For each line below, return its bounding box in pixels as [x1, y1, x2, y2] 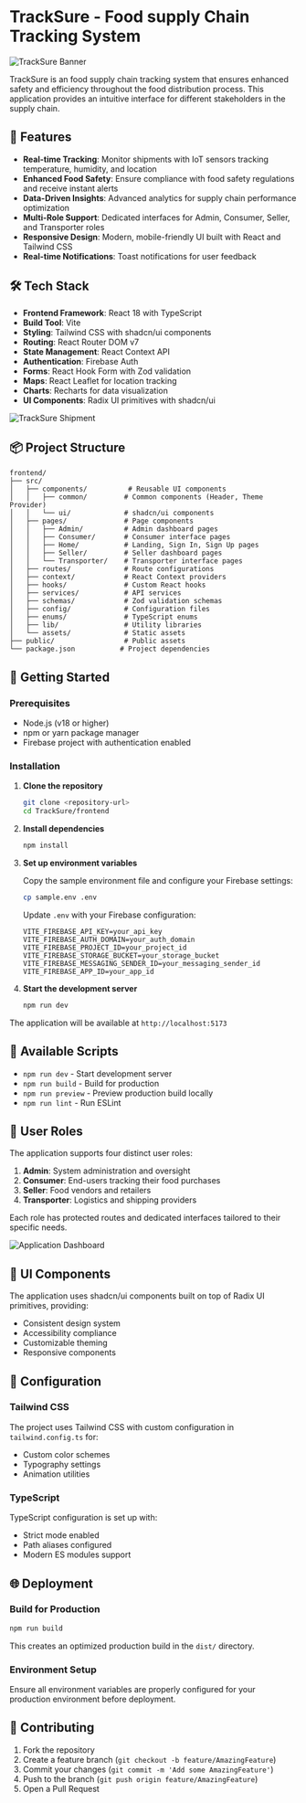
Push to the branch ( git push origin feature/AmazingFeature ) [22, 1773, 259, 1784]
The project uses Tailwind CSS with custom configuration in [9, 1421, 235, 1432]
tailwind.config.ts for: [9, 1431, 99, 1442]
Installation [9, 759, 61, 772]
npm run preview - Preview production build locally [22, 1087, 214, 1098]
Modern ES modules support [22, 1549, 132, 1560]
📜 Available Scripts [9, 1044, 119, 1059]
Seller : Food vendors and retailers [22, 1185, 152, 1196]
